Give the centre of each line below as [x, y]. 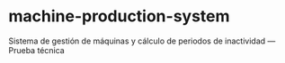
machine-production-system [119, 16]
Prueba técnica [36, 50]
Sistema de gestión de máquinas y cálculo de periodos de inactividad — [142, 41]
